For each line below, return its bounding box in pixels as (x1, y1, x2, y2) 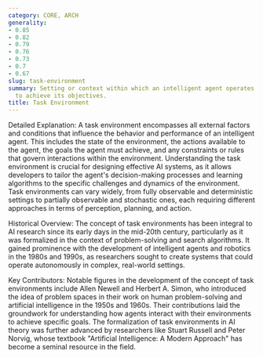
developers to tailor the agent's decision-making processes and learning (8, 170, 243, 180)
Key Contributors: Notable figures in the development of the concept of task (8, 276, 254, 285)
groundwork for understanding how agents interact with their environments (8, 309, 252, 318)
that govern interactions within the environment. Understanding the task (8, 154, 241, 163)
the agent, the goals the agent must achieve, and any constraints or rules (8, 146, 245, 155)
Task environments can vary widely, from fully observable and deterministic (8, 187, 254, 197)
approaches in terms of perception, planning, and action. (8, 204, 192, 213)
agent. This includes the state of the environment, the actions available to (8, 137, 246, 146)
